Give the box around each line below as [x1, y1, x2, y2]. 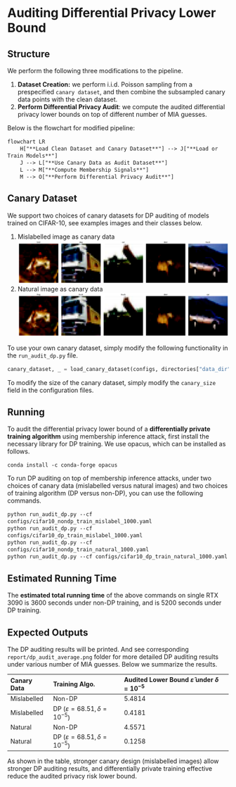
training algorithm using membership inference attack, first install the [7, 432, 209, 441]
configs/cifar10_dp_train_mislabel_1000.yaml [7, 532, 143, 539]
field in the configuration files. [7, 386, 94, 394]
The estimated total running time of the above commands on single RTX [7, 591, 219, 600]
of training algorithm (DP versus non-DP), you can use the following [7, 489, 204, 498]
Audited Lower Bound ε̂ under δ [124, 676, 219, 684]
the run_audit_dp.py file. [7, 351, 79, 360]
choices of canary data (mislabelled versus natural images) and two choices [7, 481, 228, 490]
